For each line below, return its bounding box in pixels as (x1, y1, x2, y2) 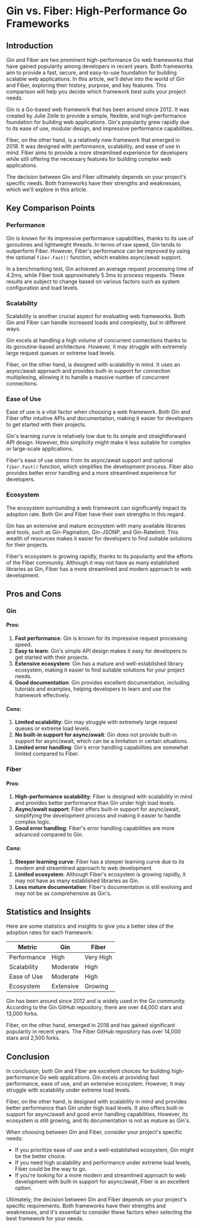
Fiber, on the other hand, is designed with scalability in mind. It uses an (6, 360, 180, 368)
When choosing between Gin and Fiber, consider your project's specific (6, 1128, 183, 1136)
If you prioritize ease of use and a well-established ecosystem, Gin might (14, 1146, 194, 1154)
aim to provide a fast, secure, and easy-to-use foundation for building (6, 69, 177, 76)
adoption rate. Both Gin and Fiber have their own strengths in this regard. (6, 511, 186, 518)
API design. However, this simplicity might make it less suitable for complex (6, 439, 191, 446)
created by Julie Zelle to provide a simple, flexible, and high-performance (6, 112, 186, 119)
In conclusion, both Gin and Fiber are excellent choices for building (6, 1068, 171, 1075)
